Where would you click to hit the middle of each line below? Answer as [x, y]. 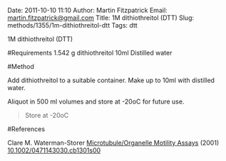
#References [26, 129]
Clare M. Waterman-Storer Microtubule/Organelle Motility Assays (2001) [113, 143]
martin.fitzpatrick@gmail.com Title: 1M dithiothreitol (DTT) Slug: [101, 18]
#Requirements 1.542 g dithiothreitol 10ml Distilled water [90, 53]
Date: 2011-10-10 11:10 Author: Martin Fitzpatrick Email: [87, 10]
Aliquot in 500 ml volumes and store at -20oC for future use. [96, 101]
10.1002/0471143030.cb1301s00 [54, 150]
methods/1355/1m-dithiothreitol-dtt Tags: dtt [72, 25]
